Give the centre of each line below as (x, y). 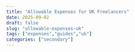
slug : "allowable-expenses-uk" (45, 28)
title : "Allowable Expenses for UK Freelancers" (68, 12)
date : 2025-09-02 (28, 17)
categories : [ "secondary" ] (40, 39)
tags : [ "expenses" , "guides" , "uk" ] (49, 34)
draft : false (22, 23)
